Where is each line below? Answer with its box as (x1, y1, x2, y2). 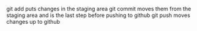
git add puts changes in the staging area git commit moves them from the (6, 5, 191, 12)
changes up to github (6, 18, 60, 25)
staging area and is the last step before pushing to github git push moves (6, 12, 191, 19)
